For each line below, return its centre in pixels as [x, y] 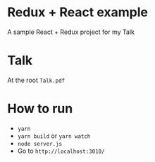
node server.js [40, 144]
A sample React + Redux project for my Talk [71, 32]
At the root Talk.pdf [36, 80]
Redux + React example [77, 12]
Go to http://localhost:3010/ [61, 151]
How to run [40, 109]
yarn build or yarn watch [54, 136]
